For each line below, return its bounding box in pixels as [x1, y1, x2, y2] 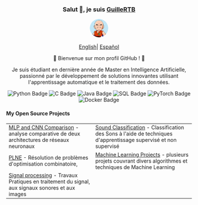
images [8, 190, 27, 197]
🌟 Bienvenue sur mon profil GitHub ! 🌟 [52, 55, 146, 62]
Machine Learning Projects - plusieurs [95, 151, 189, 158]
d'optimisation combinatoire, [8, 160, 78, 167]
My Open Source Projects [6, 110, 70, 117]
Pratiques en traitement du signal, [8, 178, 90, 185]
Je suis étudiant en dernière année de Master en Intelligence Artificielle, [11, 66, 187, 73]
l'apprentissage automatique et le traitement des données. [28, 79, 170, 86]
